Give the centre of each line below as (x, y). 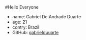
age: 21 (19, 22)
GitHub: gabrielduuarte (35, 32)
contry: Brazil (26, 27)
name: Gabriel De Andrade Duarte (46, 17)
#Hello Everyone (22, 7)
